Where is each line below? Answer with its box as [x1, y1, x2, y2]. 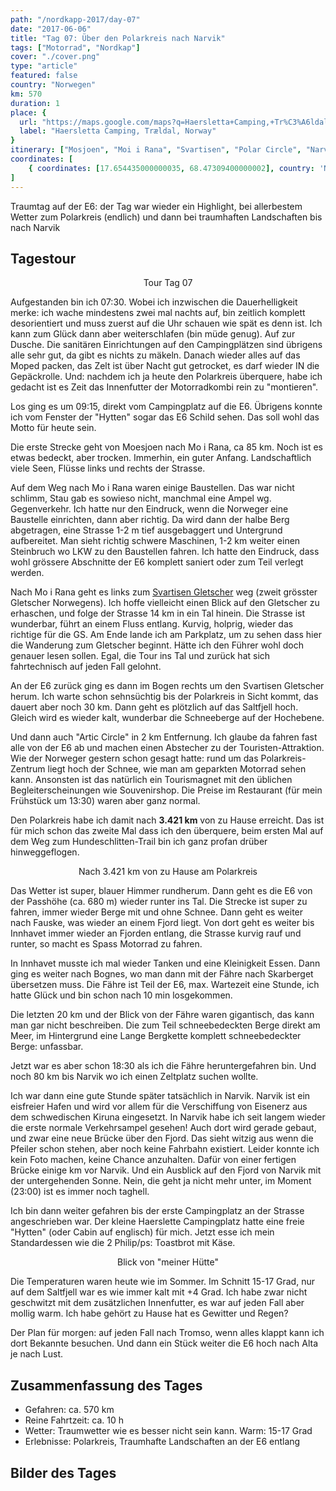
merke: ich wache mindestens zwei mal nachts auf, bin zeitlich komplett [10, 307, 306, 319]
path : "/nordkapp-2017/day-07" [10, 14, 141, 25]
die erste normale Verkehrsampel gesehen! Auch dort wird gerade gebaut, [10, 1122, 317, 1134]
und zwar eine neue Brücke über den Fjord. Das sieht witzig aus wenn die [10, 1132, 314, 1145]
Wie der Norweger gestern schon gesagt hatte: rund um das [10, 752, 259, 765]
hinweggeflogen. [10, 846, 80, 858]
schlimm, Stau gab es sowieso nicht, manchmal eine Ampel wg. [10, 492, 272, 505]
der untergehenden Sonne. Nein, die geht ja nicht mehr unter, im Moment [10, 1175, 312, 1187]
